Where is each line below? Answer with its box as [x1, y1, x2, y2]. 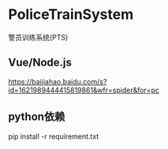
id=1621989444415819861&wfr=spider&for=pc [8, 85, 160, 95]
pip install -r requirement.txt [8, 132, 99, 141]
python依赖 [8, 110, 65, 124]
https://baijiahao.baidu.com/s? [8, 76, 107, 86]
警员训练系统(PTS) [8, 32, 69, 42]
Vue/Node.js [8, 56, 73, 69]
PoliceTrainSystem [8, 6, 134, 24]
